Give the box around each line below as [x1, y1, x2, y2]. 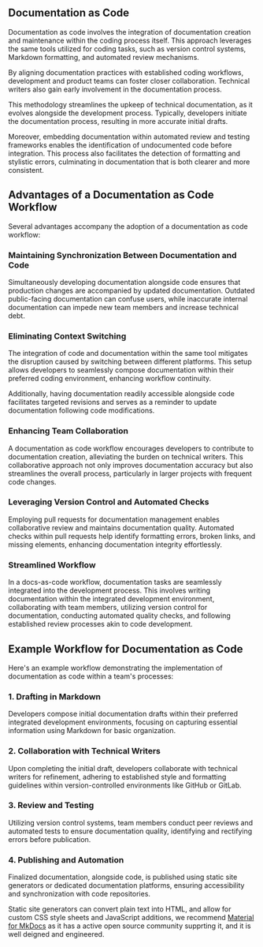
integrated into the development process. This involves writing [8, 586, 211, 595]
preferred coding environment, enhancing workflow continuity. [8, 374, 212, 384]
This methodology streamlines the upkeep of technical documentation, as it [8, 99, 254, 109]
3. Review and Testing [8, 800, 94, 811]
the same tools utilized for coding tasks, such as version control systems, [8, 43, 246, 54]
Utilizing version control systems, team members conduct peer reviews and [8, 818, 254, 827]
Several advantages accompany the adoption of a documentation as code [8, 221, 248, 231]
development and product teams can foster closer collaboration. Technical [8, 76, 250, 85]
